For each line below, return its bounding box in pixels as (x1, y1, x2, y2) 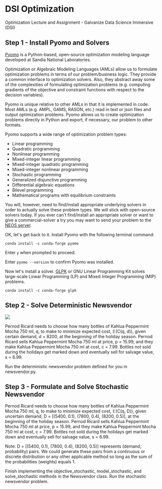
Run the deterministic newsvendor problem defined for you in (5, 363, 127, 369)
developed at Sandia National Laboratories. (5, 57, 91, 63)
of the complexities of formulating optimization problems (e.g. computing (5, 81, 151, 87)
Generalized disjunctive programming (12, 177, 87, 182)
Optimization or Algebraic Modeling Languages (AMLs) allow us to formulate (5, 66, 158, 72)
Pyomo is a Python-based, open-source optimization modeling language (5, 51, 150, 57)
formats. (5, 122, 22, 128)
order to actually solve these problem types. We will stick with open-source (5, 207, 156, 212)
